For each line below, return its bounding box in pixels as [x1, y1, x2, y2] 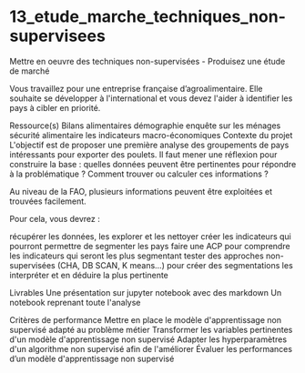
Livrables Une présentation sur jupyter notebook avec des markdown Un [9, 287, 282, 297]
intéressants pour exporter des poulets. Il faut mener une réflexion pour [9, 148, 278, 160]
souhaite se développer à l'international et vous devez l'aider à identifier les [9, 93, 293, 104]
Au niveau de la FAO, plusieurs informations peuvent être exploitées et [9, 186, 273, 197]
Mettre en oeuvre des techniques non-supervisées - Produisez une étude [9, 55, 286, 66]
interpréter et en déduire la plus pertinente [9, 269, 168, 280]
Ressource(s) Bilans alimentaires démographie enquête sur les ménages [9, 120, 281, 131]
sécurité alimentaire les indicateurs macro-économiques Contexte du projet [9, 129, 293, 140]
